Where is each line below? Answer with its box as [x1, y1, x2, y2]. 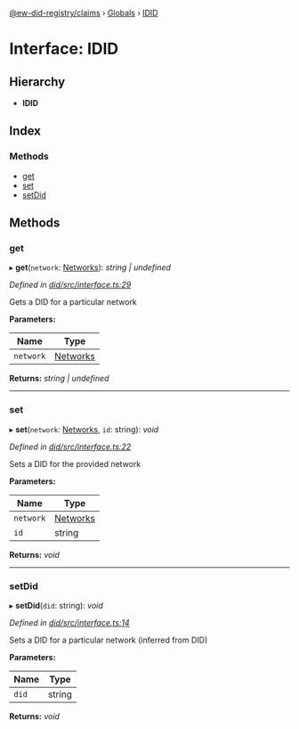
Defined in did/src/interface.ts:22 [9, 441, 132, 452]
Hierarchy [9, 74, 66, 89]
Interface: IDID [9, 39, 119, 59]
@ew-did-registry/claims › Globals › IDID [9, 8, 158, 18]
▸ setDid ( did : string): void [9, 600, 104, 610]
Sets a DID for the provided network [9, 458, 141, 469]
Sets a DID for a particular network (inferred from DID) [9, 635, 208, 645]
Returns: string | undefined [9, 373, 109, 384]
